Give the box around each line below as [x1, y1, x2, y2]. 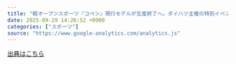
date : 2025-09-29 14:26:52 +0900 [7, 17, 105, 24]
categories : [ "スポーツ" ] [7, 23, 79, 30]
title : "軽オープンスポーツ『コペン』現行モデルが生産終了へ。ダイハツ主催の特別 [7, 10, 216, 17]
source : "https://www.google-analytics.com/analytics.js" [7, 29, 181, 37]
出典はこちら [7, 49, 44, 58]
